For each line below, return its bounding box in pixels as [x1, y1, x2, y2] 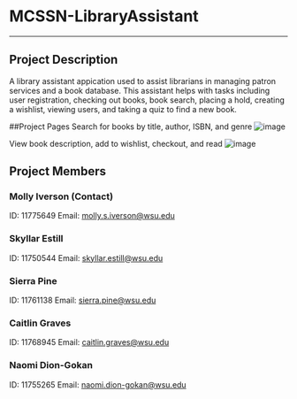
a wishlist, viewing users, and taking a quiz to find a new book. [9, 104, 237, 114]
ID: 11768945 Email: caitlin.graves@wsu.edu [9, 337, 170, 348]
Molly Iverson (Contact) [9, 190, 113, 203]
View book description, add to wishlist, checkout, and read [9, 138, 223, 149]
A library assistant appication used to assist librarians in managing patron [9, 75, 277, 86]
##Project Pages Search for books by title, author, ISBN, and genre [9, 121, 253, 132]
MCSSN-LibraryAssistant [9, 6, 199, 27]
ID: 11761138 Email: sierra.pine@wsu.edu [9, 295, 156, 306]
